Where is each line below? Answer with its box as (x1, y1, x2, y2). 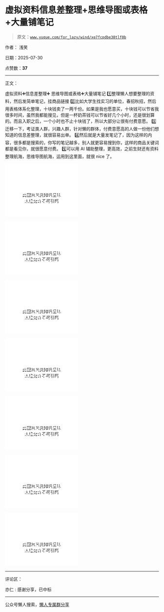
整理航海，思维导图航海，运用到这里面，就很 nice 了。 (5, 153, 115, 159)
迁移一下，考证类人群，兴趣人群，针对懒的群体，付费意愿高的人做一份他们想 (5, 126, 159, 131)
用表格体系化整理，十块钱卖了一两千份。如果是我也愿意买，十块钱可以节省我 (5, 106, 159, 112)
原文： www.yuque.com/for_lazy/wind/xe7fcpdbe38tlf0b (17, 34, 126, 40)
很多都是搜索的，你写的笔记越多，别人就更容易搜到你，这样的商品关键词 (13, 139, 159, 145)
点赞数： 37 (5, 65, 28, 71)
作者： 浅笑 (5, 44, 28, 50)
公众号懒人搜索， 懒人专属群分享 (5, 601, 69, 607)
